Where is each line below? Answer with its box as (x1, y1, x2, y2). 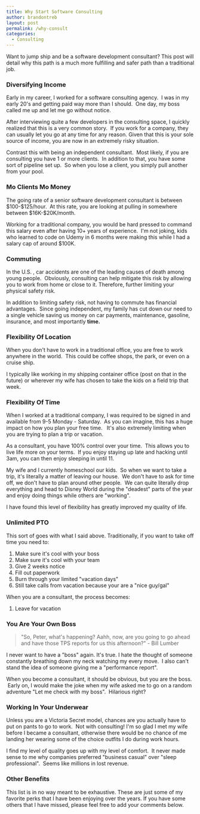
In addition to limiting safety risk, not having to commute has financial (6, 299, 177, 306)
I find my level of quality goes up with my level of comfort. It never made (6, 747, 186, 754)
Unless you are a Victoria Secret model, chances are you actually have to (6, 717, 186, 724)
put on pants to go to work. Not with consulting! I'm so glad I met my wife (6, 723, 188, 730)
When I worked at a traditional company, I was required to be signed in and (6, 411, 191, 419)
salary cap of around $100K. (6, 239, 76, 247)
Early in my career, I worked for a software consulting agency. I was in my (6, 94, 189, 102)
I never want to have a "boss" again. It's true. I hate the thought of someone (6, 652, 193, 659)
